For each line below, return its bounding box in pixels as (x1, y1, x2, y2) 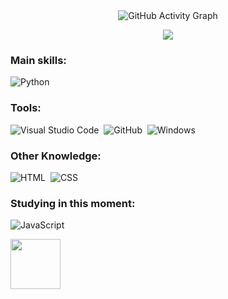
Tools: (10, 101, 42, 115)
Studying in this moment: (10, 196, 136, 210)
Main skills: (10, 53, 67, 67)
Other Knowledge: (10, 149, 102, 163)
